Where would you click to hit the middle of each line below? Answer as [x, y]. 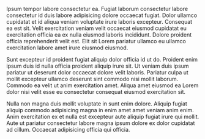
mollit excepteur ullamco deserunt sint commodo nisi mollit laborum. [92, 79]
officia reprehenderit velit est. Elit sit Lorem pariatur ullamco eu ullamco [96, 41]
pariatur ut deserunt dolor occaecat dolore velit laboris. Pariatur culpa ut [97, 72]
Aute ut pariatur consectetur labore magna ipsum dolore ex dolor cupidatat [101, 123]
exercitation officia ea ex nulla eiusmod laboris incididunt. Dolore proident [99, 35]
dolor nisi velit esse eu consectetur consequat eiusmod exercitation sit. [96, 92]
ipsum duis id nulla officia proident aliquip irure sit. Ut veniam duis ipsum [98, 66]
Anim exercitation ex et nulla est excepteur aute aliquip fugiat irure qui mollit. [103, 116]
